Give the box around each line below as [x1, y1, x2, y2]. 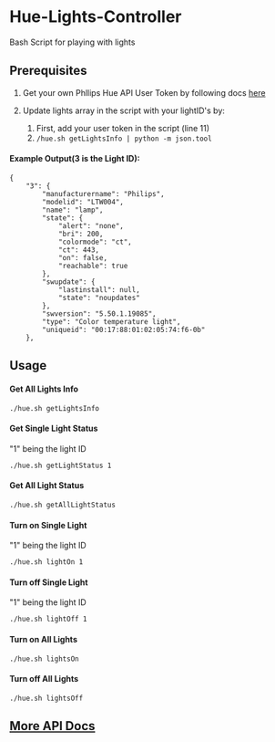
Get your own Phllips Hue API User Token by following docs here [22, 87, 266, 98]
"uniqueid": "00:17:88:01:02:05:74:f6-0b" [42, 325, 206, 334]
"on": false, [57, 253, 107, 262]
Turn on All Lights [9, 633, 77, 644]
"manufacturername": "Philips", [42, 189, 166, 198]
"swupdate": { [42, 277, 96, 287]
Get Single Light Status [9, 423, 98, 434]
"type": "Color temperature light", [42, 317, 181, 326]
